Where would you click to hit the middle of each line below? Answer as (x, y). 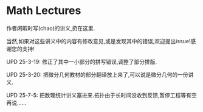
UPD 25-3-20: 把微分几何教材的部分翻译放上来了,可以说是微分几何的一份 (97, 74)
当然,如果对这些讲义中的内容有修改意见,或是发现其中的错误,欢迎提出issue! (98, 41)
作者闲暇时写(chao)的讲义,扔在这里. (51, 28)
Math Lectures (44, 11)
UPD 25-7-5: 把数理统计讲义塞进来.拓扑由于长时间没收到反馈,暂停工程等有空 (102, 95)
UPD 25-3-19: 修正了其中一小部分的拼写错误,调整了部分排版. (82, 61)
